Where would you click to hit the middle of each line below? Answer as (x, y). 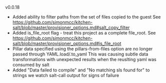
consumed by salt (31, 65)
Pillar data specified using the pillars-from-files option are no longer (82, 49)
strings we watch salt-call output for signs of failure (66, 75)
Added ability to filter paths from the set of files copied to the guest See (87, 17)
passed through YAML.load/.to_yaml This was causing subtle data (80, 54)
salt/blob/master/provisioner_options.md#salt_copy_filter (71, 27)
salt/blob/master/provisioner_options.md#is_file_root (67, 43)
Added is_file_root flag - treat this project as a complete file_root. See (84, 33)
